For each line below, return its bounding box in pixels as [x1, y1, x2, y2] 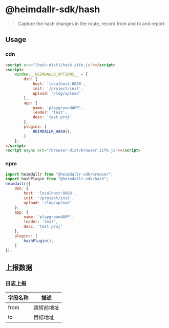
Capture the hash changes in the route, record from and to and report [17, 20, 165, 27]
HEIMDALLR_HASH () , [32, 129, 72, 134]
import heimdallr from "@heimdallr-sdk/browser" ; [5, 171, 114, 177]
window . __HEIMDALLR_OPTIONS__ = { [14, 72, 88, 77]
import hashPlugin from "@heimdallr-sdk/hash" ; [5, 177, 109, 182]
